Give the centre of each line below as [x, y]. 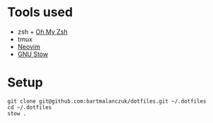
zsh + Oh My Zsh [43, 32]
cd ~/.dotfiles [30, 107]
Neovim [29, 46]
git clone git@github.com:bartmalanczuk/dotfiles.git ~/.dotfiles [107, 101]
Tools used [40, 12]
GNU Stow [33, 54]
